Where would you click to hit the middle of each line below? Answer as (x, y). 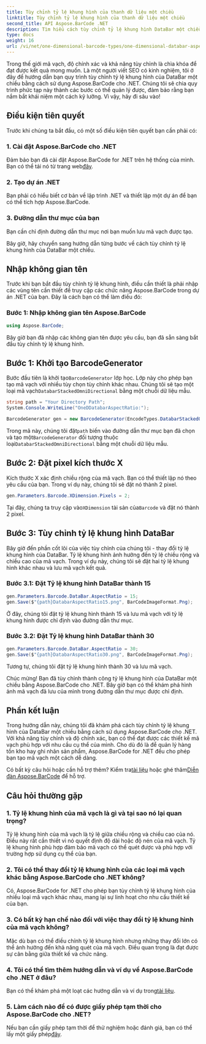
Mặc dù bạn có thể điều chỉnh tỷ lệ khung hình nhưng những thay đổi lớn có (102, 941)
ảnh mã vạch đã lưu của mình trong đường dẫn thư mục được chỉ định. (95, 691)
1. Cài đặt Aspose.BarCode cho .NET (61, 146)
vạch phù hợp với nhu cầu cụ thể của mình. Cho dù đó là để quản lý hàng (99, 745)
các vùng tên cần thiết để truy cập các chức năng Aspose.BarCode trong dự (103, 290)
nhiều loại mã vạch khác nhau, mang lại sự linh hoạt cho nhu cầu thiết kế (98, 897)
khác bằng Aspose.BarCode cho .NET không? (76, 878)
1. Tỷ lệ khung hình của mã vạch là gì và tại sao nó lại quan (94, 813)
